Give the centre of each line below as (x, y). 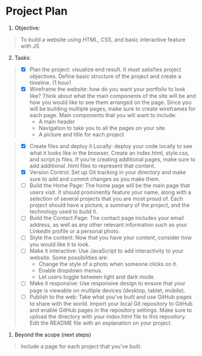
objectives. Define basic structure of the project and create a (105, 76)
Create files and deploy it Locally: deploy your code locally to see (111, 146)
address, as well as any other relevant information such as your (108, 225)
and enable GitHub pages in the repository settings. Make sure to (111, 310)
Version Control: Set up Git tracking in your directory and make (108, 172)
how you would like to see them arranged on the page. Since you (110, 102)
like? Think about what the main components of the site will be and (112, 96)
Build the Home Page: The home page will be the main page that (110, 186)
